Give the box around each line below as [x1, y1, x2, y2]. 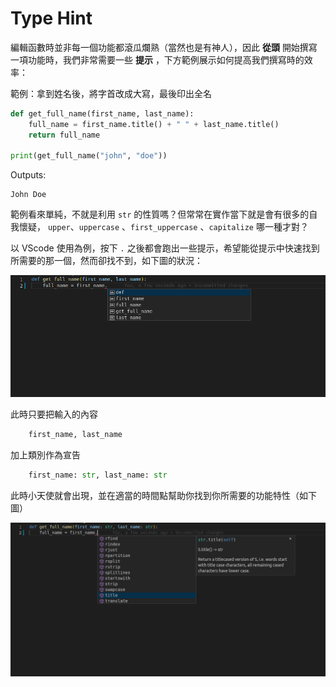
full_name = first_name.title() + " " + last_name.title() [28, 119, 280, 129]
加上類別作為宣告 [10, 448, 81, 461]
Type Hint [10, 7, 93, 30]
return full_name [28, 130, 101, 140]
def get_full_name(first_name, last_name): [10, 108, 195, 119]
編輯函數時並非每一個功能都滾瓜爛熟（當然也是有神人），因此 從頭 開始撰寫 [10, 41, 318, 53]
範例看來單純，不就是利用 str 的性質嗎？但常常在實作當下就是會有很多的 [10, 208, 310, 221]
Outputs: [10, 169, 47, 181]
